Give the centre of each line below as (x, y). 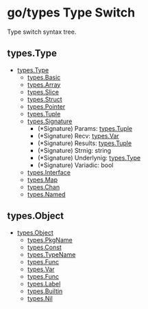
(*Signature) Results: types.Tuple (85, 143)
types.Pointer (46, 106)
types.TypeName (51, 254)
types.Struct (45, 99)
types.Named (46, 194)
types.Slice (43, 92)
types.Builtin (45, 291)
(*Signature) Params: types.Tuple (85, 128)
